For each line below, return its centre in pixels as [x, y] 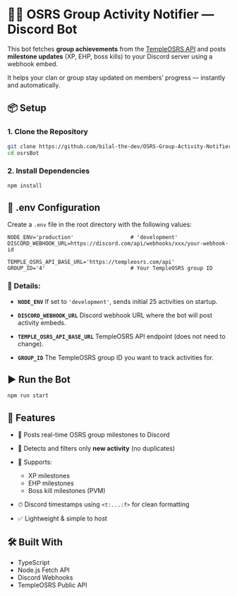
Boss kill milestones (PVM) [67, 491]
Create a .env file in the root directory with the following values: [99, 224]
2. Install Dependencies [49, 171]
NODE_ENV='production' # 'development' [93, 238]
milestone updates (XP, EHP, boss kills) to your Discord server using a [110, 56]
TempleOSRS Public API [52, 585]
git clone [22, 146]
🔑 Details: [24, 286]
